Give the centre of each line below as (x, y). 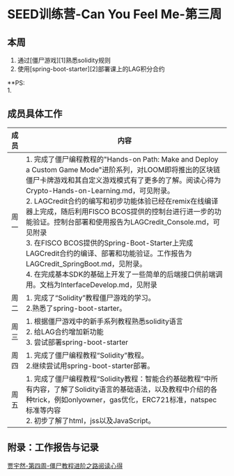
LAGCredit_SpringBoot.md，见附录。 (86, 263)
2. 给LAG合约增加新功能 (65, 332)
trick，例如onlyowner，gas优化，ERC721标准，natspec (125, 399)
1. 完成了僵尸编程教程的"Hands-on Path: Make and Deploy (122, 159)
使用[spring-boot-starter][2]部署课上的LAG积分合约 (91, 69)
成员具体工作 (35, 114)
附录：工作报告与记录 (53, 448)
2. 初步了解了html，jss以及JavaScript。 (90, 420)
